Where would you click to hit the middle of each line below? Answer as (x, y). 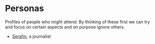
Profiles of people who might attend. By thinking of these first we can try (77, 22)
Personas (25, 8)
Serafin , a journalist (31, 36)
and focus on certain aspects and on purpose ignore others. (65, 27)
